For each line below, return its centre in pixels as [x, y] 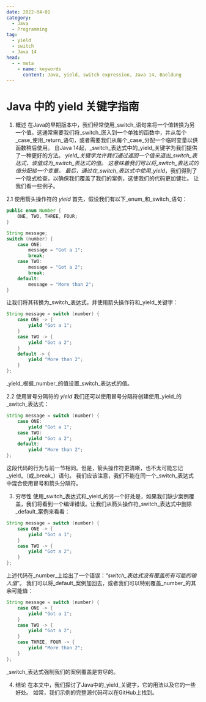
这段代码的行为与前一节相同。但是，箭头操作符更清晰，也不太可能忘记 [95, 468]
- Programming [30, 29]
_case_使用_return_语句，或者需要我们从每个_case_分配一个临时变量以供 [107, 140]
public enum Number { [34, 211]
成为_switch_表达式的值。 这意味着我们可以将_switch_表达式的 [120, 163]
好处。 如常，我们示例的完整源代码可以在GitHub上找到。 [86, 692]
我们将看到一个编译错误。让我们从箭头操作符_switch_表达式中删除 [109, 504]
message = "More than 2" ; [61, 284]
